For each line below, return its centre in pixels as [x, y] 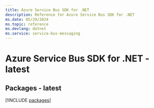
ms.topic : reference [27, 24]
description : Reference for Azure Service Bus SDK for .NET [70, 15]
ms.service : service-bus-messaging [43, 33]
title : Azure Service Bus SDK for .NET [47, 10]
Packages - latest [33, 88]
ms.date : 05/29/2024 [27, 19]
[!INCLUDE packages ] [28, 100]
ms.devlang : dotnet [26, 29]
